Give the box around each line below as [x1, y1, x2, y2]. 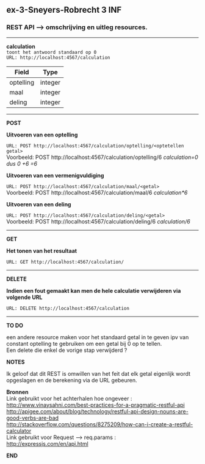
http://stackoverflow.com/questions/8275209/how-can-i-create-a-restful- [6, 420, 193, 428]
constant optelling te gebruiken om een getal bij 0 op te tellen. [6, 340, 162, 347]
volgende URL [6, 294, 43, 301]
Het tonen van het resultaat [6, 247, 77, 255]
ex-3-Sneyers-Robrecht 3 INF [6, 5, 122, 15]
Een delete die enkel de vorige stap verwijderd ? [6, 346, 128, 354]
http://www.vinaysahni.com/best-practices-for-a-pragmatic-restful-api [6, 401, 185, 409]
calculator [6, 427, 32, 434]
